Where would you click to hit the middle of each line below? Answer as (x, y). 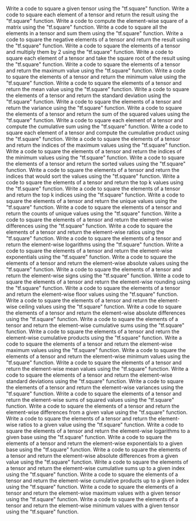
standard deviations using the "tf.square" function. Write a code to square (95, 381)
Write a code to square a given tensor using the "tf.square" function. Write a (97, 8)
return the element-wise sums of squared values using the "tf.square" (90, 400)
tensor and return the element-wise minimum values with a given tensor (93, 506)
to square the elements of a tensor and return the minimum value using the (96, 77)
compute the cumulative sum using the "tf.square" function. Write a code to (97, 126)
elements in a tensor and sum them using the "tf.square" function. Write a (94, 33)
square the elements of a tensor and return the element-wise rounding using (98, 282)
